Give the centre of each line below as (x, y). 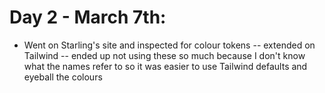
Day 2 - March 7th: (88, 17)
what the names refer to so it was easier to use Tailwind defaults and (165, 66)
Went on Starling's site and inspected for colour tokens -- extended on (169, 45)
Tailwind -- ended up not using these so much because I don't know (164, 55)
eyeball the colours (63, 77)
